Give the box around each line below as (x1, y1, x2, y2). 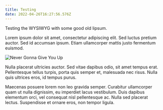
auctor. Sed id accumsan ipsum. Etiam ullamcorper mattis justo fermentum (5, 40, 156, 45)
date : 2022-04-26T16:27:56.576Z (5, 12, 71, 17)
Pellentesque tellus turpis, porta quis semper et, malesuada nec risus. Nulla (5, 69, 158, 75)
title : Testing (5, 7, 36, 12)
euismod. (5, 45, 24, 51)
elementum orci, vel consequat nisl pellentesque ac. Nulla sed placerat (5, 94, 148, 100)
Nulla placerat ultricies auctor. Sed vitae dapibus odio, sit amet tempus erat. (5, 64, 159, 70)
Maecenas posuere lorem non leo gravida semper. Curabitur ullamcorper (5, 84, 152, 89)
